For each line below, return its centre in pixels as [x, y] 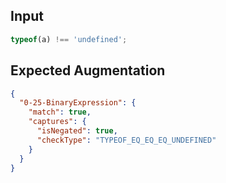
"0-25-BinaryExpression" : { [78, 103]
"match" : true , [60, 112]
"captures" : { [57, 122]
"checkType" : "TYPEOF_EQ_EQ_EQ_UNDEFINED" [126, 140]
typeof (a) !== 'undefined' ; [69, 39]
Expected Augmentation [88, 70]
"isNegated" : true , [77, 131]
